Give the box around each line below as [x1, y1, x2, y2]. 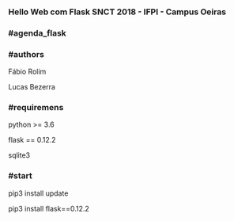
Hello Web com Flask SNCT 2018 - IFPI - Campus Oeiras [8, 6, 227, 17]
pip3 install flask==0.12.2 [8, 204, 89, 213]
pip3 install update [8, 189, 69, 198]
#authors [8, 48, 45, 59]
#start [8, 170, 33, 181]
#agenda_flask [8, 27, 67, 38]
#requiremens [8, 102, 64, 113]
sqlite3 [8, 151, 30, 160]
